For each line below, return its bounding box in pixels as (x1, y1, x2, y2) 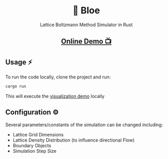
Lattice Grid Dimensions (12, 131, 64, 137)
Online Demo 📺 (61, 37, 112, 46)
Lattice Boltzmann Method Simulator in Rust (40, 22, 133, 28)
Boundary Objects (12, 142, 51, 148)
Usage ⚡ (5, 57, 32, 66)
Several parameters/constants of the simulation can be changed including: (5, 122, 163, 128)
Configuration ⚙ (5, 108, 59, 117)
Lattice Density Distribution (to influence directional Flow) (12, 137, 135, 143)
